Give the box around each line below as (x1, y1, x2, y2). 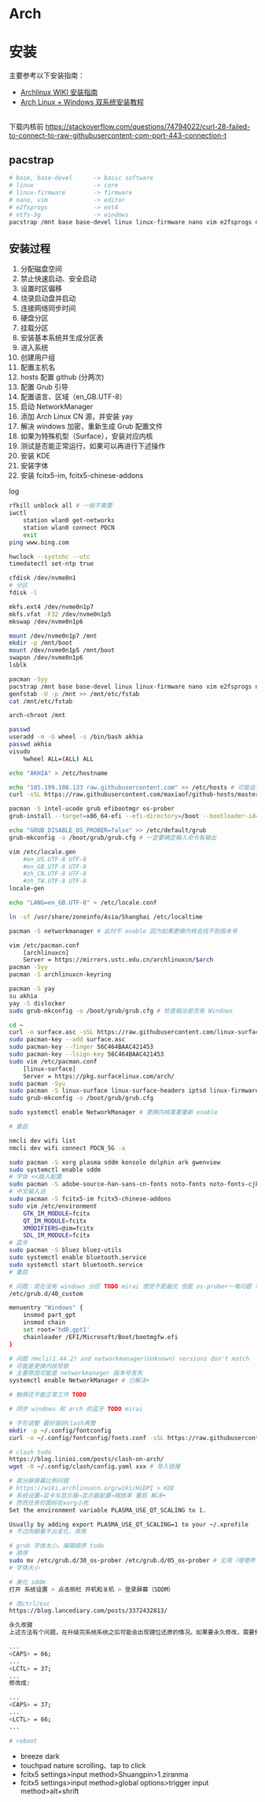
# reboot (9, 1737, 38, 1745)
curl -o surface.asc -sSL (9, 1028, 94, 1036)
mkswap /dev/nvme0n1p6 (9, 617, 83, 626)
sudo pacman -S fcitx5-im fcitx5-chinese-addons (9, 1195, 171, 1203)
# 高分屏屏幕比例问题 (9, 1477, 69, 1485)
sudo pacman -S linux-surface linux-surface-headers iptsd (9, 1087, 207, 1095)
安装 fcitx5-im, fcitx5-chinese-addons (20, 471, 144, 480)
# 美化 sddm (9, 1578, 46, 1586)
